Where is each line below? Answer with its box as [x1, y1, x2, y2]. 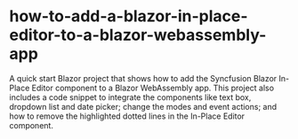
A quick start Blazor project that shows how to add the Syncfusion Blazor [9, 73, 278, 83]
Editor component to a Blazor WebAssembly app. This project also [31, 82, 274, 93]
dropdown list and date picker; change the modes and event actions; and [9, 101, 278, 112]
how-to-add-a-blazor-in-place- [9, 6, 248, 27]
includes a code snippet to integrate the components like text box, [9, 91, 252, 103]
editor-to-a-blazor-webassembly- [9, 25, 267, 45]
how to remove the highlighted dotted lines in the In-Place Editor [9, 111, 246, 121]
